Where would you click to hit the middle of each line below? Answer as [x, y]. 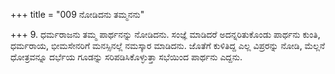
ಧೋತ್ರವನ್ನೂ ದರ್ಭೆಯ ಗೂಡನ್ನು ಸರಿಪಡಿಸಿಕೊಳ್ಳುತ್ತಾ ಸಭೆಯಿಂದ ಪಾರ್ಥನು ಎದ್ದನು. [126, 57]
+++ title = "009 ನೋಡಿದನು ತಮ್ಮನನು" [77, 14]
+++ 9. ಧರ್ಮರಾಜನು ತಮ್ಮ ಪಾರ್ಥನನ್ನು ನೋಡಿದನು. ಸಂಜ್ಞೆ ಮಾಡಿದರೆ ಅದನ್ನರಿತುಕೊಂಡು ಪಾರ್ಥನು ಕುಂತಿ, [165, 34]
